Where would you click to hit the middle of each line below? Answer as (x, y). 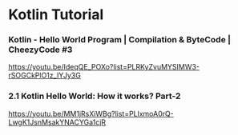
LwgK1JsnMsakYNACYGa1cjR (57, 122)
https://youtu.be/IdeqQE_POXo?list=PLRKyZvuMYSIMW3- (104, 67)
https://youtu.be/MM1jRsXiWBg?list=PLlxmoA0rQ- (91, 113)
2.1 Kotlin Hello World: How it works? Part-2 (95, 96)
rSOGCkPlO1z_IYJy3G (45, 75)
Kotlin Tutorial (56, 15)
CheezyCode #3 (40, 50)
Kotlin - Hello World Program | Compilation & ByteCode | (119, 40)
